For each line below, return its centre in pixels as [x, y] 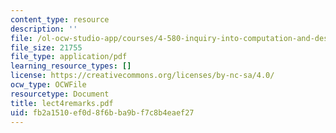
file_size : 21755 [46, 47]
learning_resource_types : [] [71, 66]
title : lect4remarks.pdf [62, 103]
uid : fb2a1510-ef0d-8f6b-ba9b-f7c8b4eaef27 [102, 112]
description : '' [44, 29]
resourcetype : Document [60, 94]
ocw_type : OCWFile [48, 85]
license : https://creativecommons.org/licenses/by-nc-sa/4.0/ [142, 76]
